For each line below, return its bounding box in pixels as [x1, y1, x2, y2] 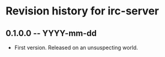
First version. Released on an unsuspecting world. [14, 44, 139, 51]
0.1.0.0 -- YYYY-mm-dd [5, 28, 97, 38]
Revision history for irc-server [5, 4, 160, 18]
